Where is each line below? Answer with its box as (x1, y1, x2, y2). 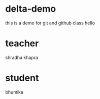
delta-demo (5, 3, 56, 15)
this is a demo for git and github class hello (5, 20, 95, 26)
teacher (5, 38, 39, 49)
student (5, 72, 39, 84)
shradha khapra (5, 54, 38, 60)
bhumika (5, 89, 24, 95)
